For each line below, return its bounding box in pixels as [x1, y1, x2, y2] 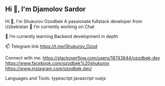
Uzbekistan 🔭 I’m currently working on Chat [5, 23, 95, 29]
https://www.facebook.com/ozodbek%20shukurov [5, 60, 110, 66]
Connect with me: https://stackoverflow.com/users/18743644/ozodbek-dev [5, 54, 161, 60]
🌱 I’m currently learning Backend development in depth [5, 33, 118, 39]
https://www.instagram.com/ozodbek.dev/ [5, 65, 92, 71]
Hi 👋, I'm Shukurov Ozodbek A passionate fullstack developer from [5, 18, 143, 24]
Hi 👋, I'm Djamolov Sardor [5, 5, 86, 13]
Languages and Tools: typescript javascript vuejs [5, 75, 106, 81]
